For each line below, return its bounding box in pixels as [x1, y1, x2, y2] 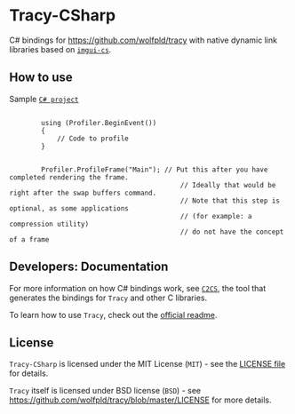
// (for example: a [179, 211, 252, 220]
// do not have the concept [179, 227, 284, 236]
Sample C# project [9, 93, 79, 104]
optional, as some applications [9, 203, 129, 213]
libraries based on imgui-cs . [9, 44, 112, 54]
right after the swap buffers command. [9, 188, 157, 197]
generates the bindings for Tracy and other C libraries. [9, 292, 208, 303]
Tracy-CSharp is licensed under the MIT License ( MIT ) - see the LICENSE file [9, 359, 286, 370]
